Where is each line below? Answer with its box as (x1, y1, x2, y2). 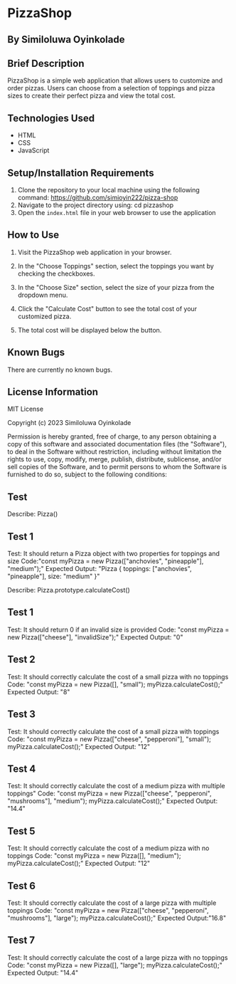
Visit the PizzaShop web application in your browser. (17, 248, 172, 256)
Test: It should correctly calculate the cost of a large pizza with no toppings (7, 953, 228, 962)
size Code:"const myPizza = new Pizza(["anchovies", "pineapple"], (7, 557, 204, 565)
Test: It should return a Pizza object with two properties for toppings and (7, 550, 220, 558)
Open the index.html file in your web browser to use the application (17, 209, 216, 217)
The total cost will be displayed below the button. (17, 325, 162, 334)
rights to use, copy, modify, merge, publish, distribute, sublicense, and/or (7, 455, 222, 464)
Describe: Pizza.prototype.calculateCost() (7, 586, 130, 595)
